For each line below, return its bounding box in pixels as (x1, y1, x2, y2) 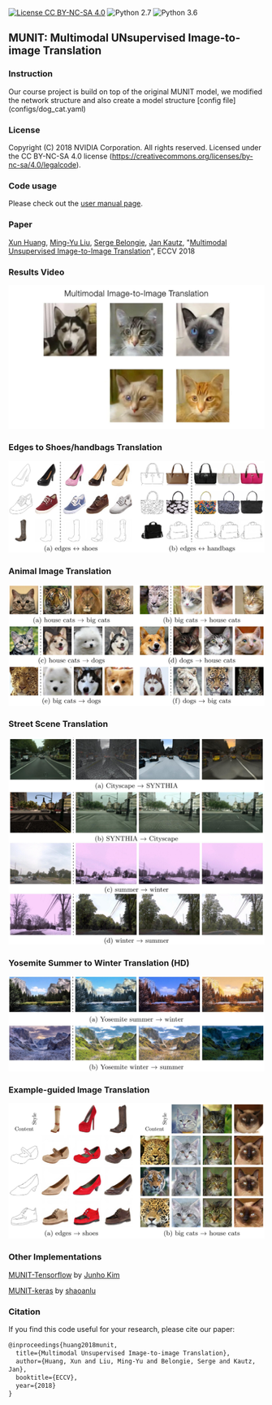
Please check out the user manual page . (8, 199, 144, 209)
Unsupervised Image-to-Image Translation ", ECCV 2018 (8, 246, 196, 256)
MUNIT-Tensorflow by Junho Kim (8, 1269, 120, 1279)
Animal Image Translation (8, 565, 112, 577)
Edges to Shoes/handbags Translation (8, 442, 162, 453)
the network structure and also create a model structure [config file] (8, 95, 236, 105)
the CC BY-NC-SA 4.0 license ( (8, 151, 112, 161)
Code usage (8, 179, 57, 191)
